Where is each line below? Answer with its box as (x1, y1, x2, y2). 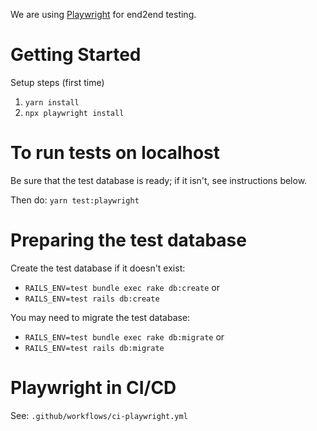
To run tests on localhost (10, 142, 221, 164)
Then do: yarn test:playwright (10, 194, 140, 206)
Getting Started (10, 44, 142, 66)
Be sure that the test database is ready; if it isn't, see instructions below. (10, 174, 308, 186)
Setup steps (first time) (10, 76, 105, 88)
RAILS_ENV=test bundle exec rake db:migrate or (24, 330, 225, 343)
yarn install (24, 97, 80, 108)
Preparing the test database (10, 229, 247, 252)
